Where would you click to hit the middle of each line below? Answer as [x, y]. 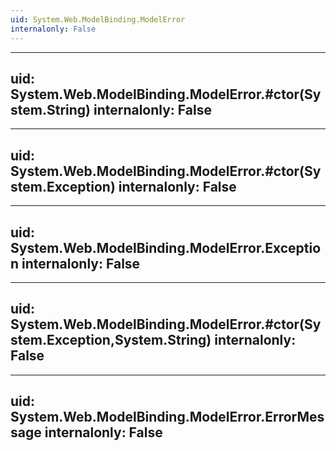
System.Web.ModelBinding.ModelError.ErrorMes [167, 417]
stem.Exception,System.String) [111, 340]
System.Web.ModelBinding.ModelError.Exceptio [166, 247]
